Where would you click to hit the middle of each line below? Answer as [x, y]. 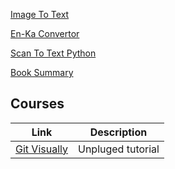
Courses [37, 104]
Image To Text [40, 14]
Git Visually [41, 149]
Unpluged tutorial [118, 149]
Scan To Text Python [53, 53]
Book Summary [42, 72]
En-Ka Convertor [45, 33]
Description [118, 132]
